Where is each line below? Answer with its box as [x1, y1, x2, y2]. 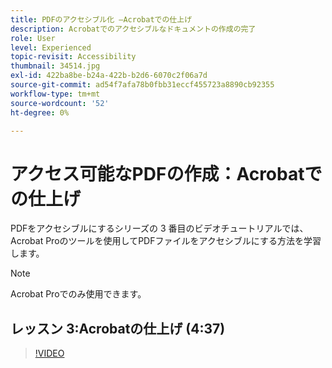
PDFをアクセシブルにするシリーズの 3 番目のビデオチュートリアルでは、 [10, 222, 309, 235]
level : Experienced [10, 42, 92, 53]
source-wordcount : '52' [10, 98, 110, 108]
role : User [10, 33, 56, 43]
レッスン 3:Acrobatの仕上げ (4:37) [10, 320, 226, 337]
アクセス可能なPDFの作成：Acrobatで [10, 162, 323, 185]
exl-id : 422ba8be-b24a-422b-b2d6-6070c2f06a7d [10, 71, 208, 81]
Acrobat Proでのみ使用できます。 [10, 288, 147, 300]
